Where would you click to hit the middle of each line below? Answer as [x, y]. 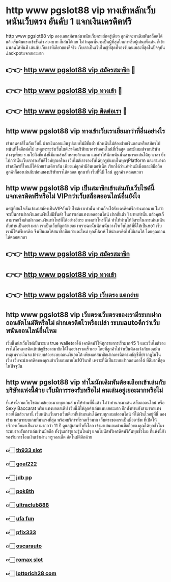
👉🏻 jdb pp [19, 478]
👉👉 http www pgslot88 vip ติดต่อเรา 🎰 [67, 111]
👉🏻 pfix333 [21, 532]
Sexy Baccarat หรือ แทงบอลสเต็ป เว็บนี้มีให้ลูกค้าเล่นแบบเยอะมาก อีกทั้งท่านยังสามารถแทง [84, 408]
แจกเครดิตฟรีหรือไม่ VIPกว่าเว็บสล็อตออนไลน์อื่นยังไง [73, 196]
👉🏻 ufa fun [20, 519]
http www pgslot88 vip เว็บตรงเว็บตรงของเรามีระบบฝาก [84, 315]
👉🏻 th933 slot [24, 450]
